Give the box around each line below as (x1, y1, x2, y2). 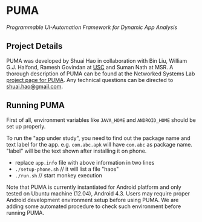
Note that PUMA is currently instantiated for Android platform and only (6, 183, 181, 191)
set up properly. (6, 122, 46, 130)
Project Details (6, 41, 63, 51)
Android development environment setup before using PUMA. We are (6, 196, 179, 203)
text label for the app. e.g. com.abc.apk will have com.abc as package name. (6, 141, 192, 148)
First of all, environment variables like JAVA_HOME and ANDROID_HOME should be (6, 116, 197, 124)
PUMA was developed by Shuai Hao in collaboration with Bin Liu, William (6, 57, 187, 64)
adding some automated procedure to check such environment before (6, 203, 181, 210)
